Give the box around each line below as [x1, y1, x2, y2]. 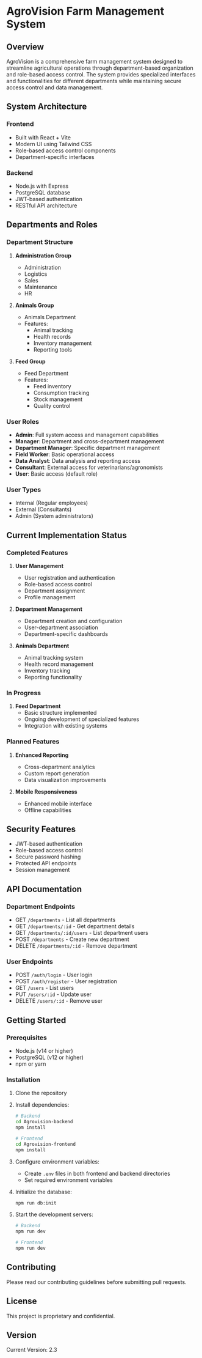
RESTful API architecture [15, 202, 78, 209]
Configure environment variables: [15, 1157, 99, 1165]
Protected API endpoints [15, 860, 77, 867]
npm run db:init [15, 1200, 57, 1206]
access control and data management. [6, 84, 103, 91]
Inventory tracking [24, 666, 71, 674]
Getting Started [6, 1015, 67, 1025]
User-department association [24, 624, 99, 631]
